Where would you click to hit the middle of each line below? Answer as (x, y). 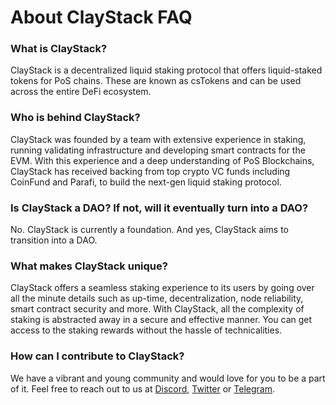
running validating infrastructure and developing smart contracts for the (158, 150)
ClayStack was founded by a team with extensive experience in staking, (158, 139)
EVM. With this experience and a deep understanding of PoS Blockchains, (162, 160)
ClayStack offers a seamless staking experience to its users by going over (162, 288)
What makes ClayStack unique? (89, 266)
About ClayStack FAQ (101, 17)
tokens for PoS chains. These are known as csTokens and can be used (156, 81)
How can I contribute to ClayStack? (97, 356)
